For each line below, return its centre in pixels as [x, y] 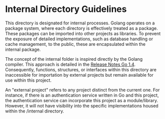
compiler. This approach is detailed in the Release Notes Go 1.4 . [70, 64]
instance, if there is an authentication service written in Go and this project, [82, 95]
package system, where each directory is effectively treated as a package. [82, 28]
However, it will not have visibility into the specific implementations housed [82, 106]
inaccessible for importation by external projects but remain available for [79, 75]
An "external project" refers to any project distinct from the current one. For [82, 90]
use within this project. [28, 80]
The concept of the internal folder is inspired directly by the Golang [74, 59]
